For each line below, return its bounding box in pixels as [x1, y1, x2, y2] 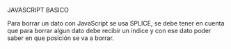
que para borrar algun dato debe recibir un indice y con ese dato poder [7, 27, 212, 35]
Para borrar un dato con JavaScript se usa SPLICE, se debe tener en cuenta [7, 19, 225, 27]
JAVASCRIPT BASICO [7, 6, 70, 14]
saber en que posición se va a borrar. [7, 34, 115, 42]
